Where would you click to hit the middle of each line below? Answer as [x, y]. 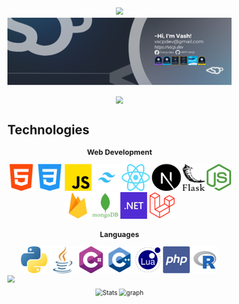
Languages [119, 235]
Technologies [49, 130]
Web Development [119, 152]
